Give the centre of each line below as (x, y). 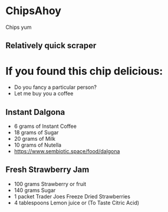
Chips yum (19, 27)
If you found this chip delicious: (84, 71)
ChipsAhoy (33, 11)
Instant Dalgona (35, 112)
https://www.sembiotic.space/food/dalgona (67, 151)
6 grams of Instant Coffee (45, 126)
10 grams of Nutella (38, 145)
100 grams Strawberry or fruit (50, 184)
